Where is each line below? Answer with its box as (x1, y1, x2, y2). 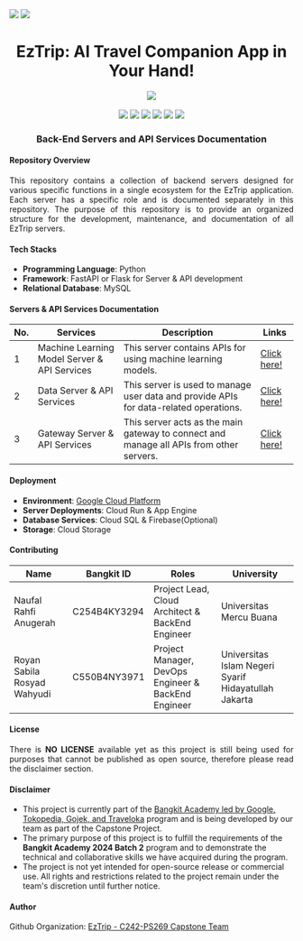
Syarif (220, 670, 246, 683)
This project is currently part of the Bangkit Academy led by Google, (22, 804, 277, 815)
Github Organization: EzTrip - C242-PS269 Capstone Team (9, 921, 230, 932)
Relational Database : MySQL (22, 283, 132, 294)
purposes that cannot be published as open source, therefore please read (9, 753, 294, 765)
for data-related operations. (123, 401, 243, 414)
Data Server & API (37, 384, 114, 397)
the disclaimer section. (9, 763, 94, 774)
